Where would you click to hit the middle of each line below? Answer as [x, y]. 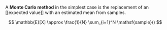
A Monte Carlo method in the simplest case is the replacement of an [77, 7]
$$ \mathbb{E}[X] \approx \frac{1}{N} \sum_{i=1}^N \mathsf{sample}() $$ [85, 22]
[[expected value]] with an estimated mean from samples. [65, 12]
